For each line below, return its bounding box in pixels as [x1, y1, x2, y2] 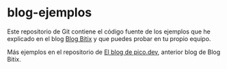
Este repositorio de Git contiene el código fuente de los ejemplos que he [7, 27, 211, 36]
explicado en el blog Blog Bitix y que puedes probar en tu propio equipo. [7, 34, 211, 42]
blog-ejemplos [7, 5, 92, 20]
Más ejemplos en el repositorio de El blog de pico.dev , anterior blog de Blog [7, 48, 221, 56]
